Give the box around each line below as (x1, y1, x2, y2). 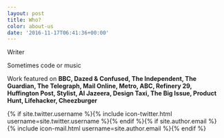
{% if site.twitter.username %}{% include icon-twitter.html (7, 110, 172, 118)
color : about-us (7, 23, 54, 30)
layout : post (7, 10, 45, 17)
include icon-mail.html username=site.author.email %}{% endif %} (17, 124, 207, 133)
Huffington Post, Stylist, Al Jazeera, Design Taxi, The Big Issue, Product (7, 89, 217, 97)
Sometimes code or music (7, 61, 81, 69)
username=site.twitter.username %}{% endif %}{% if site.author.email (7, 117, 207, 126)
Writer (7, 48, 25, 56)
